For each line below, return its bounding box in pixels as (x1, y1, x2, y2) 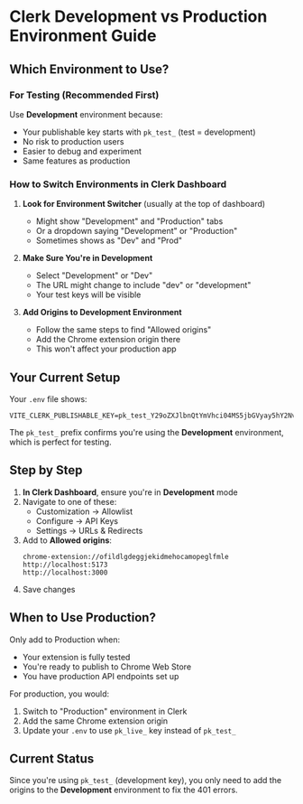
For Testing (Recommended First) (9, 89, 160, 101)
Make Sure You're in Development (22, 253, 153, 264)
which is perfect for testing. (9, 436, 112, 447)
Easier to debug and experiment (22, 145, 142, 156)
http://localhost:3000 (22, 567, 108, 577)
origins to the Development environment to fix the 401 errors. (9, 784, 238, 796)
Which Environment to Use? (9, 61, 170, 77)
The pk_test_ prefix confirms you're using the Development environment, (9, 426, 284, 437)
